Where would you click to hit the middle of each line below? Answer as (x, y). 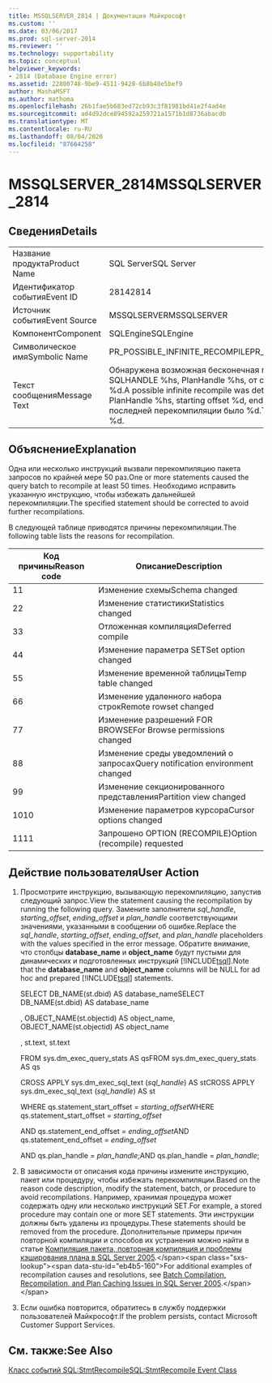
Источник (32, 310)
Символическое (45, 346)
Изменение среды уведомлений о (166, 754)
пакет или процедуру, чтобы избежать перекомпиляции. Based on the (140, 1180)
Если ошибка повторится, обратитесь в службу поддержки (123, 1308)
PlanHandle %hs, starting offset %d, (178, 400)
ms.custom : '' (32, 24)
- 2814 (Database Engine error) (63, 76)
